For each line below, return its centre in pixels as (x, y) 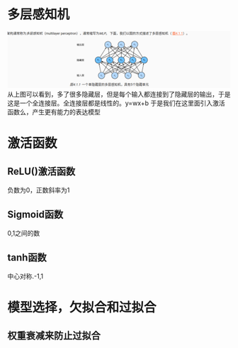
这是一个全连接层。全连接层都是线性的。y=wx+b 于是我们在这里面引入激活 (116, 103)
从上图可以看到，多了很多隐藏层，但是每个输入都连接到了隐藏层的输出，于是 (119, 94)
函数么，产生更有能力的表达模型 (54, 112)
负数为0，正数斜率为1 (39, 190)
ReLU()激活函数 (41, 172)
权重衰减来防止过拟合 (54, 336)
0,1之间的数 (24, 233)
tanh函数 (27, 257)
